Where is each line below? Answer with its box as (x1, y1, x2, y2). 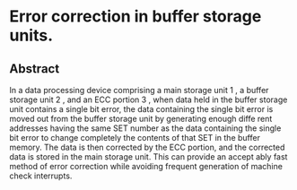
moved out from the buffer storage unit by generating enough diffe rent (9, 114, 273, 124)
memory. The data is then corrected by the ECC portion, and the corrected (9, 142, 285, 152)
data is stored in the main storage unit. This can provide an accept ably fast (9, 151, 288, 162)
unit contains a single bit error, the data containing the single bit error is (9, 104, 274, 114)
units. (9, 25, 54, 46)
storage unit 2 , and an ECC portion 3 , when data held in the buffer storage (9, 94, 288, 105)
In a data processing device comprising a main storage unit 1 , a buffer (9, 85, 269, 95)
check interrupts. (9, 170, 73, 181)
